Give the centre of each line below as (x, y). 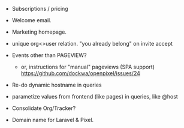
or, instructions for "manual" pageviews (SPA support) (88, 67)
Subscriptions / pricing (40, 9)
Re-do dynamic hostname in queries (57, 85)
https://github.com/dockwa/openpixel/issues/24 (81, 73)
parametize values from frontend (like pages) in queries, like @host (95, 96)
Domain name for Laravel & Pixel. (53, 120)
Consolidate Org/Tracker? (44, 108)
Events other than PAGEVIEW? (49, 55)
